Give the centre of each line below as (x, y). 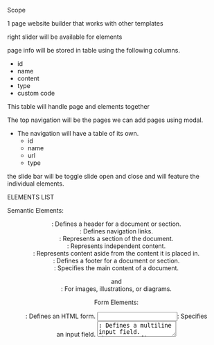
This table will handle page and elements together (79, 106)
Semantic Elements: (35, 210)
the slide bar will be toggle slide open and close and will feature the (103, 176)
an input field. (76, 334)
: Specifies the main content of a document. (116, 268)
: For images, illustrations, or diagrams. (116, 289)
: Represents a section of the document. (116, 239)
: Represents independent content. (116, 246)
